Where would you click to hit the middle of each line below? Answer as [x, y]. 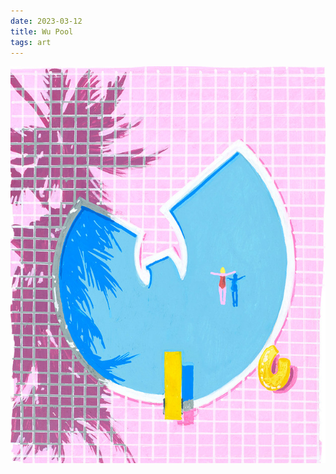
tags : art [31, 42]
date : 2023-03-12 [46, 21]
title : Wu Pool [42, 31]
